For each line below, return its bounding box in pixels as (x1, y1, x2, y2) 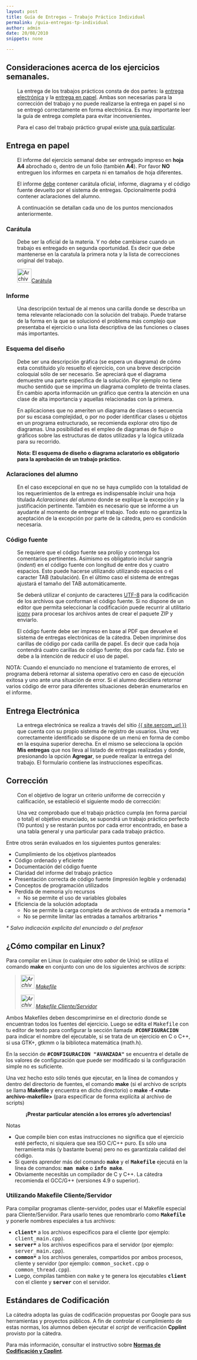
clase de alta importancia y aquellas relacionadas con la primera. (17, 395, 174, 402)
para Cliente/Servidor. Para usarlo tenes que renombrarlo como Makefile (6, 1211, 186, 1218)
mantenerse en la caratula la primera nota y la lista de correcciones (17, 251, 180, 258)
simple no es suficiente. (6, 1063, 63, 1070)
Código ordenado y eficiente (14, 857, 84, 864)
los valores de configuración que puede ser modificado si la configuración (6, 1057, 186, 1064)
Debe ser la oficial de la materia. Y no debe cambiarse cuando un (17, 238, 175, 245)
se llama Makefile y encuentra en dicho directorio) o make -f (6, 1087, 154, 1094)
